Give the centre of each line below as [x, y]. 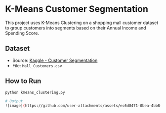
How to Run [23, 81]
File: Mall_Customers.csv [37, 65]
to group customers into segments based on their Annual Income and [76, 28]
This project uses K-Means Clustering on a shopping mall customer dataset [82, 23]
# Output [14, 101]
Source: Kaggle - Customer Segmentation [55, 60]
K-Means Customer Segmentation [77, 9]
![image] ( [15, 106]
